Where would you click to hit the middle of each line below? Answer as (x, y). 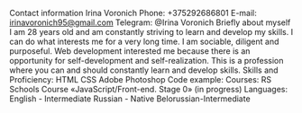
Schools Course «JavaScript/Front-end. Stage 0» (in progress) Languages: (149, 89)
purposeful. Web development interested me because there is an (130, 51)
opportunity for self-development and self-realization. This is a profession (146, 61)
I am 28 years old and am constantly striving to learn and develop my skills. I (151, 32)
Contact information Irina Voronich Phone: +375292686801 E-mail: (133, 13)
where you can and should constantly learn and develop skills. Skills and (144, 70)
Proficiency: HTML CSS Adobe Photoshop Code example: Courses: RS (141, 79)
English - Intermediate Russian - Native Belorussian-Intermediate (130, 99)
